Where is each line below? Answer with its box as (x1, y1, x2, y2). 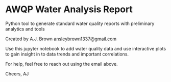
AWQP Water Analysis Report (5, 4, 133, 15)
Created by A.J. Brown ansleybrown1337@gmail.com (5, 36, 117, 42)
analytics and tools (5, 25, 45, 32)
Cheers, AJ (5, 70, 29, 77)
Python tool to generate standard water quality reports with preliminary (5, 20, 155, 26)
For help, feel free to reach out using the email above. (5, 61, 118, 67)
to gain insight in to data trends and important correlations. (5, 51, 129, 57)
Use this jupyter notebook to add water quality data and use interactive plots (5, 45, 166, 51)
